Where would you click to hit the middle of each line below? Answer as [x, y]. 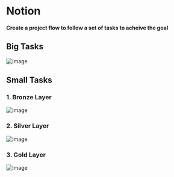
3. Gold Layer [26, 155]
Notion [23, 11]
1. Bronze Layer [29, 98]
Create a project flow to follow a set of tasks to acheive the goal [87, 28]
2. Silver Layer [28, 126]
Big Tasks [25, 47]
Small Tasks [29, 80]
